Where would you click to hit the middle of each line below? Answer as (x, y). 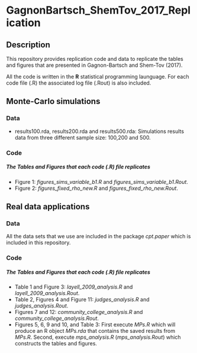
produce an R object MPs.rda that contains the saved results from (95, 331)
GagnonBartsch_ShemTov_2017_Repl (98, 10)
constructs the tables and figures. (56, 344)
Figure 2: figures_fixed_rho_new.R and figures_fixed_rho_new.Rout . (96, 188)
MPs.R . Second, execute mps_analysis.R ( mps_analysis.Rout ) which (98, 337)
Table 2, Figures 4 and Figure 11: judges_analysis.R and (82, 300)
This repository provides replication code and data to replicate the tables (95, 59)
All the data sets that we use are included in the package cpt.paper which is (98, 237)
